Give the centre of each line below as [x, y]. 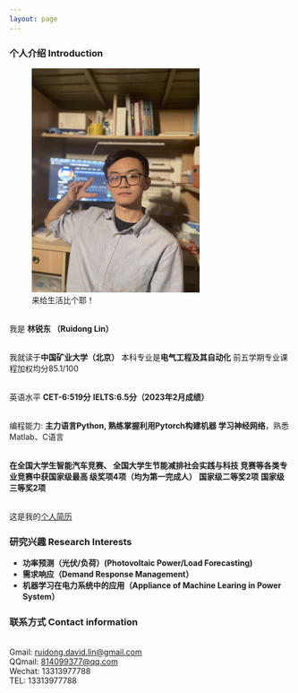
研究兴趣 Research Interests [71, 541]
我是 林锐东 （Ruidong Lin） [61, 328]
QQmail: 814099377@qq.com [64, 661]
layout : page [34, 19]
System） [41, 597]
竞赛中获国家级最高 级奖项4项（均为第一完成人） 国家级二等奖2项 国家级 [150, 476]
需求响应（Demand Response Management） [108, 575]
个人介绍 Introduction [56, 53]
